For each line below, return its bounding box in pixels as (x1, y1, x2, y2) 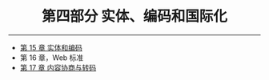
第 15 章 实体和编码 (19, 42, 82, 52)
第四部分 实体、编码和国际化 (41, 7, 228, 26)
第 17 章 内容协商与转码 (19, 62, 97, 72)
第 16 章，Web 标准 (19, 53, 84, 62)
